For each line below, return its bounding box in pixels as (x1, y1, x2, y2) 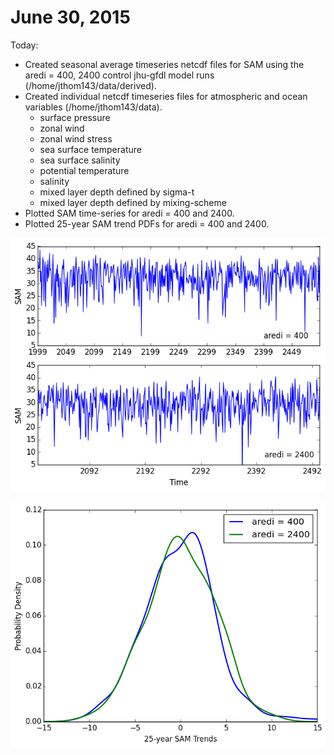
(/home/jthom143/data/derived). (24, 79, 157, 91)
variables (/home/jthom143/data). (24, 101, 163, 113)
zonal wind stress (39, 132, 113, 145)
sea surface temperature (39, 143, 142, 155)
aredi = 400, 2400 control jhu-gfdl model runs (24, 69, 215, 81)
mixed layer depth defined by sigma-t (39, 186, 195, 198)
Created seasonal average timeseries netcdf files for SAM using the (24, 58, 305, 70)
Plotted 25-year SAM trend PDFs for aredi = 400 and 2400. (24, 217, 270, 230)
